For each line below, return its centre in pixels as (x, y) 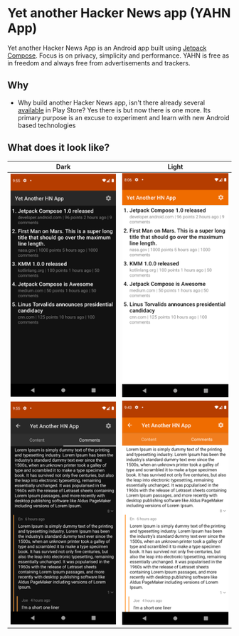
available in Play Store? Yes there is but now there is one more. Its (114, 110)
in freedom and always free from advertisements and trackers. (99, 63)
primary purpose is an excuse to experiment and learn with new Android (123, 117)
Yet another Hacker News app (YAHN (119, 13)
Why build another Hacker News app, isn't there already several (111, 102)
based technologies (47, 125)
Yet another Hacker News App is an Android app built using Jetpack (107, 48)
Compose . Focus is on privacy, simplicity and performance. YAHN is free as (118, 55)
